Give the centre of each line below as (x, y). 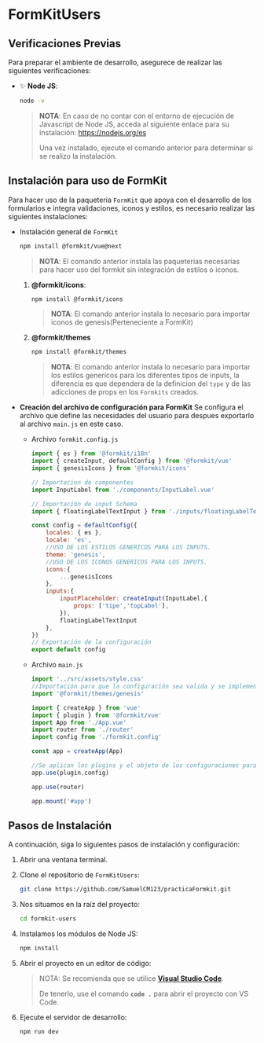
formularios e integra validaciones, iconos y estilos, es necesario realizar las (132, 208)
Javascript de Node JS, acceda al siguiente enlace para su (134, 124)
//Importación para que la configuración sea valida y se (128, 687)
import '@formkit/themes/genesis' (88, 693)
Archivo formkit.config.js (75, 439)
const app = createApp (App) (77, 751)
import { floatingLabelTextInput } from (98, 511)
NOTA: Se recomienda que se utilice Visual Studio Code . (131, 979)
